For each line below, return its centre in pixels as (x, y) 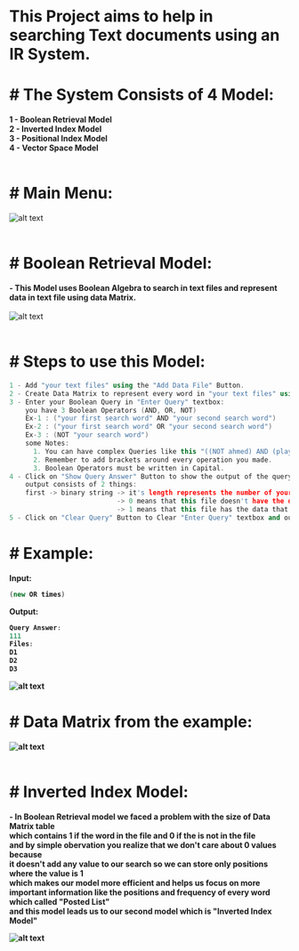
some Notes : (47, 443)
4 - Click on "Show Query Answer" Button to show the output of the (139, 476)
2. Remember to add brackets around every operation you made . (153, 460)
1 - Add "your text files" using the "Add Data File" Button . (127, 385)
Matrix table (32, 826)
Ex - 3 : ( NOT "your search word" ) (87, 435)
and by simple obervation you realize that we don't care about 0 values (143, 845)
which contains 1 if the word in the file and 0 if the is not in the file (133, 835)
